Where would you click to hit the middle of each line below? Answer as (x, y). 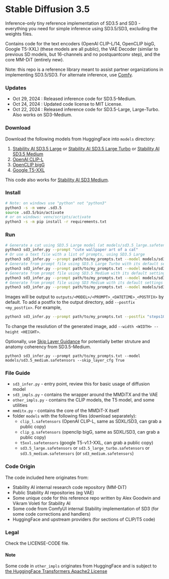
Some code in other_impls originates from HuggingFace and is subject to (81, 566)
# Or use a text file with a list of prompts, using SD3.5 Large (75, 255)
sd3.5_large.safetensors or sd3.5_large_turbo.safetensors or (85, 448)
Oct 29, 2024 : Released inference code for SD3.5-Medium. (74, 99)
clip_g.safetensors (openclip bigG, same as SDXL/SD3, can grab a (90, 432)
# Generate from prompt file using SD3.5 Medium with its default (76, 273)
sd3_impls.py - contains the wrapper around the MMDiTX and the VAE (85, 395)
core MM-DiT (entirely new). (35, 59)
